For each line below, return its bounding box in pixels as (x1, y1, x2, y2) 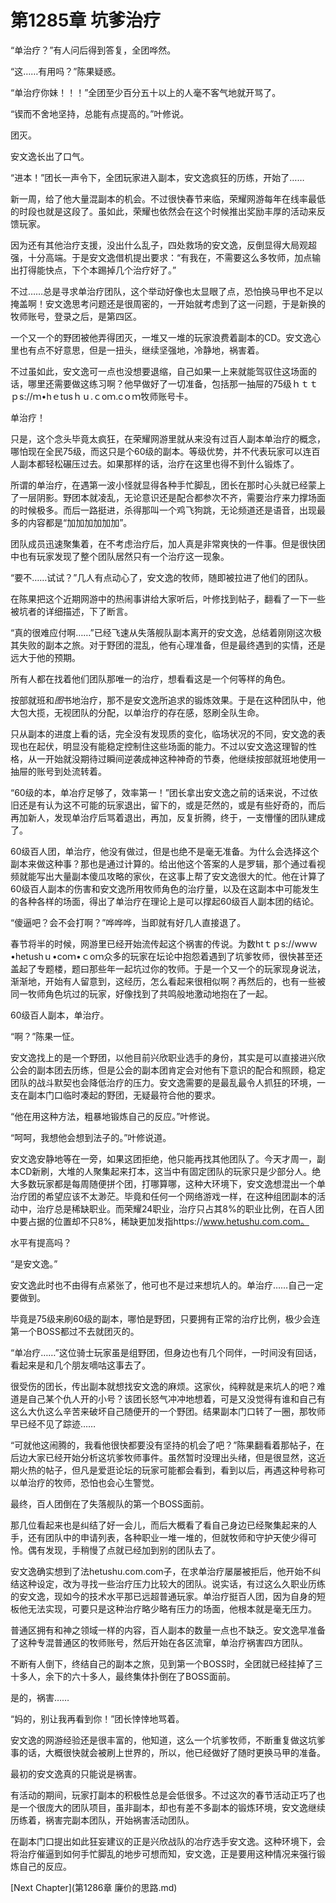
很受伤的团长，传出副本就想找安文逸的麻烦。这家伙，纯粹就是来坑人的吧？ (10, 1380, 317, 1392)
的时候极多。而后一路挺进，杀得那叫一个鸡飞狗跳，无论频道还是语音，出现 (10, 504, 317, 516)
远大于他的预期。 (10, 651, 81, 663)
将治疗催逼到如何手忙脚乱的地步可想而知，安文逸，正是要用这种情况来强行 (10, 1847, 317, 1860)
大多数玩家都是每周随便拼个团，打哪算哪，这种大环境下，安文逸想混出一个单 (10, 1177, 326, 1190)
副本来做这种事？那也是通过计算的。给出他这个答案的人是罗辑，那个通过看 (10, 857, 317, 870)
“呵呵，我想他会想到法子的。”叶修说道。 (10, 1131, 172, 1143)
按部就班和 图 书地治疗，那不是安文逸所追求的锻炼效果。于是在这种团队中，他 (10, 694, 326, 706)
